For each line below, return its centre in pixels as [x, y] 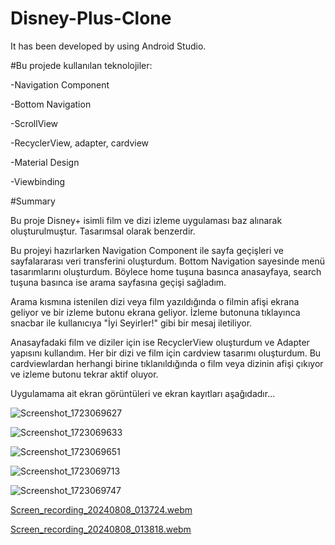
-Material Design [45, 162]
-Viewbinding [38, 181]
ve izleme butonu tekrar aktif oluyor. [84, 374]
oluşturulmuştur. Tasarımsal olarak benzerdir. [103, 231]
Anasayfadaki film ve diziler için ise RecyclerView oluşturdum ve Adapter [160, 342]
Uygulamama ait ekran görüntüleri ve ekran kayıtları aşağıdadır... [143, 393]
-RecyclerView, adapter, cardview [80, 143]
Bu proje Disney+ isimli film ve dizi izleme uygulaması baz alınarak [146, 220]
